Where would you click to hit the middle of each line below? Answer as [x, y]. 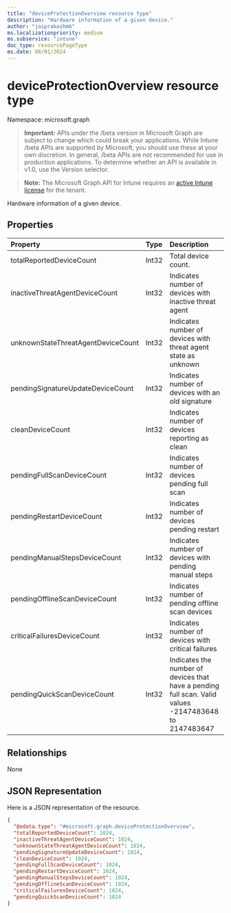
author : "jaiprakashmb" [41, 26]
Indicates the [190, 659]
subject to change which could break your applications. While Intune [121, 140]
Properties [30, 225]
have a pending [195, 685]
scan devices [191, 611]
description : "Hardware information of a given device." [90, 20]
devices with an [195, 393]
